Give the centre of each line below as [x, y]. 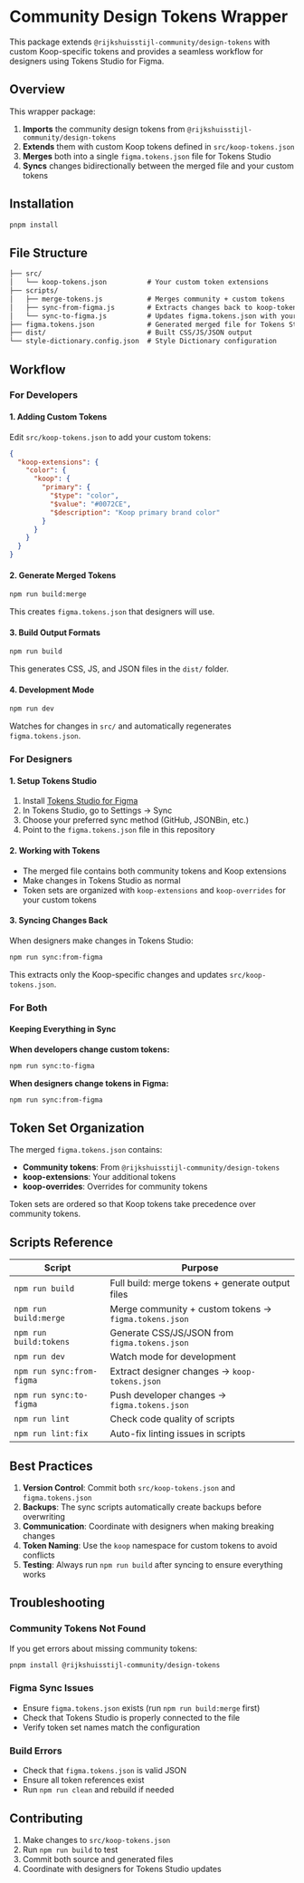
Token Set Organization [77, 1128]
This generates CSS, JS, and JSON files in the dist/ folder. [119, 669]
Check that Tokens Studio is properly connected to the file [131, 1717]
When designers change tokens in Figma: [89, 1083]
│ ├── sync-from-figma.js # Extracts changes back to [131, 307]
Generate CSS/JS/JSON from [171, 1333]
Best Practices [51, 1466]
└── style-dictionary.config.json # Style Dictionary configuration [143, 342]
